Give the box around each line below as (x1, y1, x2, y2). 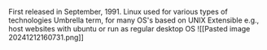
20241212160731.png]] (8, 32, 84, 42)
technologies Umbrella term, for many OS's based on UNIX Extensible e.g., (8, 15, 260, 25)
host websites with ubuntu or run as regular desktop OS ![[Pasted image (8, 24, 251, 33)
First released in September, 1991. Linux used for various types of (8, 7, 228, 16)
